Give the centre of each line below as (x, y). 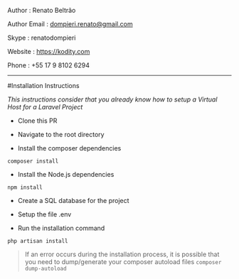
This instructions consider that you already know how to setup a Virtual (112, 99)
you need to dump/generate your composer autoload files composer (123, 262)
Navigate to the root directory (61, 135)
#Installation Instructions (43, 86)
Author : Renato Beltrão (42, 10)
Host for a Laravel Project (45, 107)
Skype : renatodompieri (42, 38)
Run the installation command (61, 228)
